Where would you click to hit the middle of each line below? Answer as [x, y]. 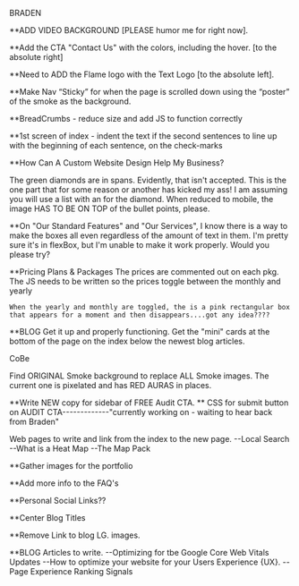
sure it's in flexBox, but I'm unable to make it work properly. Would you [140, 245]
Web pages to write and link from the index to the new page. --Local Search [149, 439]
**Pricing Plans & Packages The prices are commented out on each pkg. [144, 272]
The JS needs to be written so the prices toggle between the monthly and [145, 281]
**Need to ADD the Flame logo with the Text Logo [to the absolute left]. [142, 74]
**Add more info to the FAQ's [64, 483]
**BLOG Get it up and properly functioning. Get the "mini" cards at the [140, 331]
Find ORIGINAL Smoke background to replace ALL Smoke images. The [139, 376]
